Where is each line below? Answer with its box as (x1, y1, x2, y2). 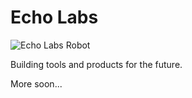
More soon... (10, 77, 63, 90)
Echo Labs (10, 6, 99, 29)
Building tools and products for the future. (10, 58, 183, 70)
